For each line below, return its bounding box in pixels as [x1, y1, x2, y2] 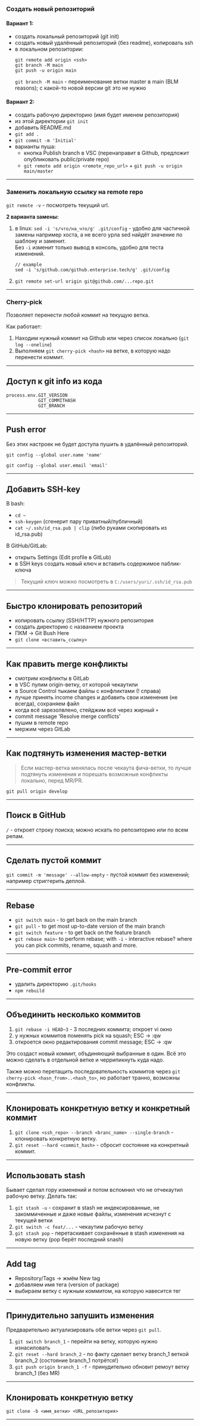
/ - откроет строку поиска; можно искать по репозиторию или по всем [6, 826, 189, 833]
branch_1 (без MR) [14, 1370, 60, 1377]
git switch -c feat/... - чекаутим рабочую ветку [14, 1223, 143, 1231]
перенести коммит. [14, 353, 64, 360]
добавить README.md [14, 124, 71, 131]
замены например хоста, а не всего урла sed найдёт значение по [14, 231, 183, 238]
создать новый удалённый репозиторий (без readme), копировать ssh [14, 39, 193, 47]
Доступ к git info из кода [6, 376, 103, 387]
